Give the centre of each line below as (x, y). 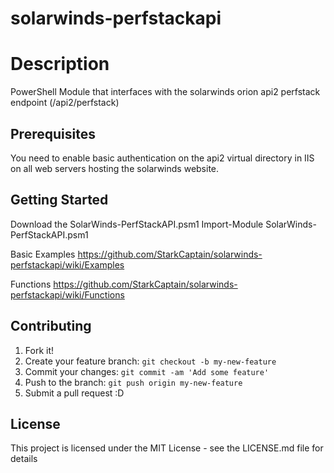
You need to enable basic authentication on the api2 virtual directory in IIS (162, 158)
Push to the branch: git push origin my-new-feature (133, 382)
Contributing (51, 326)
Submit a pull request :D (74, 393)
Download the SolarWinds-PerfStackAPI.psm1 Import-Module (137, 224)
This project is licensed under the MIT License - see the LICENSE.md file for (167, 448)
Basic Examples (43, 254)
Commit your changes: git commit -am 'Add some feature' (147, 371)
